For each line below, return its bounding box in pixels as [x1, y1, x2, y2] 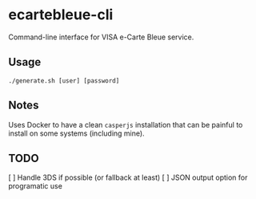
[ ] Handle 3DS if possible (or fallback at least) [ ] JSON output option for [8, 173, 248, 182]
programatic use [8, 181, 62, 191]
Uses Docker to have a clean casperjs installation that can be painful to [8, 120, 243, 129]
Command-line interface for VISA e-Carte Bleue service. [8, 32, 194, 42]
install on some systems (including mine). [8, 128, 146, 138]
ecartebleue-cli [8, 6, 114, 24]
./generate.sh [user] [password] [8, 76, 120, 85]
